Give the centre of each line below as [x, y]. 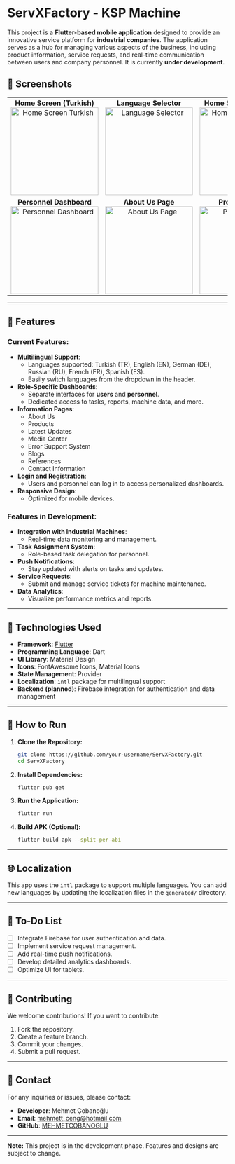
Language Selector [149, 103]
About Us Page [149, 202]
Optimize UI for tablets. [51, 970]
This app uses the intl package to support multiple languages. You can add [117, 885]
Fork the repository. [46, 1029]
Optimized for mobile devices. [71, 498]
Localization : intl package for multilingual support [91, 682]
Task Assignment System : [56, 547]
